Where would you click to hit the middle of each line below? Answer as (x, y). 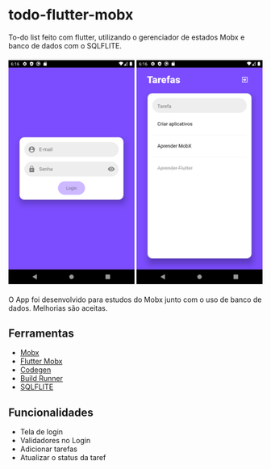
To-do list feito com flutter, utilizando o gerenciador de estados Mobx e (127, 37)
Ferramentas (41, 333)
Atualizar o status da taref (63, 458)
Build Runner (41, 379)
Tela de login (41, 432)
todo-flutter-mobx (71, 15)
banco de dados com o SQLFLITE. (65, 45)
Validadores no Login (55, 441)
